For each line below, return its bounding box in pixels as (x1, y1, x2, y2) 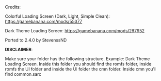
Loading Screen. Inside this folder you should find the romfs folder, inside (5, 61, 152, 67)
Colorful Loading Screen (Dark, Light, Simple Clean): (5, 13, 110, 19)
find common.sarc (5, 71, 42, 77)
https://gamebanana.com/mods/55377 (5, 19, 82, 24)
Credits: (5, 4, 21, 10)
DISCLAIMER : (5, 47, 33, 52)
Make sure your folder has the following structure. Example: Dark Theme (5, 56, 150, 62)
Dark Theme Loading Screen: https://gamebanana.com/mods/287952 (5, 28, 145, 33)
